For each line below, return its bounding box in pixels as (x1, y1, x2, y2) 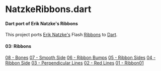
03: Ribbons (5, 43, 32, 49)
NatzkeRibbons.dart (5, 4, 92, 15)
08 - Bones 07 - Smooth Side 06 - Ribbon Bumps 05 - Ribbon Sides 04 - (5, 54, 156, 60)
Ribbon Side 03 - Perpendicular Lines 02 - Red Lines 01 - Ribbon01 (5, 59, 144, 66)
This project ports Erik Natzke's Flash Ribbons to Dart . (5, 32, 118, 38)
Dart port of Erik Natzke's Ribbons (5, 20, 78, 26)
